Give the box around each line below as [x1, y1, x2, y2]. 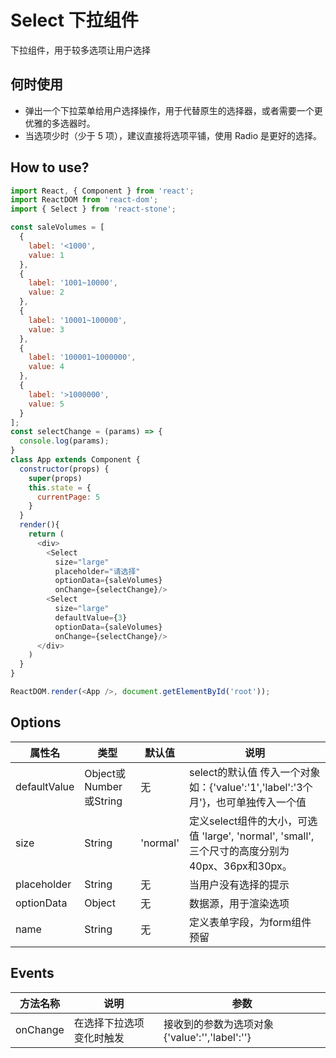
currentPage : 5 [36, 492, 101, 502]
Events [10, 965, 55, 982]
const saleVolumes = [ [10, 222, 105, 233]
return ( [28, 529, 65, 540]
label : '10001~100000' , [28, 315, 128, 325]
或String [84, 794, 123, 808]
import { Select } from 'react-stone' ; [10, 204, 177, 215]
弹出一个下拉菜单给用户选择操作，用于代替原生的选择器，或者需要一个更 [24, 104, 323, 116]
